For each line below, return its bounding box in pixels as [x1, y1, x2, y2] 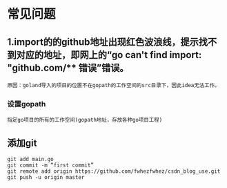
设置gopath [7, 99, 46, 109]
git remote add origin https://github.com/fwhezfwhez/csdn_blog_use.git [7, 168, 221, 175]
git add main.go [7, 156, 54, 163]
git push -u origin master [7, 174, 85, 181]
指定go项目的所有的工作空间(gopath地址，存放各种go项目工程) [7, 117, 163, 124]
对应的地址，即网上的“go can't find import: [16, 49, 202, 61]
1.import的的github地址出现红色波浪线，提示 [7, 36, 199, 48]
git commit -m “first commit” [7, 162, 95, 169]
